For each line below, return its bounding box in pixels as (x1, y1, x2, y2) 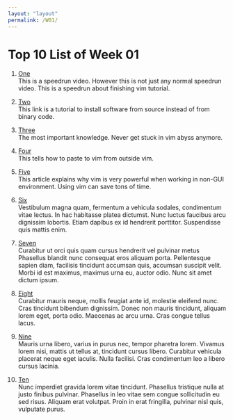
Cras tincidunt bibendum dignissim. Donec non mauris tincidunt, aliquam (17, 304, 227, 313)
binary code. (17, 113, 55, 121)
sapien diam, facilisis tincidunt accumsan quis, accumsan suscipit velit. (17, 261, 222, 270)
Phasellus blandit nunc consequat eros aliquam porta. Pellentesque (17, 254, 211, 262)
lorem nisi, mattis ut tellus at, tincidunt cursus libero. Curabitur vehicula (17, 347, 222, 355)
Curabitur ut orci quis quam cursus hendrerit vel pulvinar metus (17, 246, 200, 255)
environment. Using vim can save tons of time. (17, 182, 152, 191)
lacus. (17, 319, 35, 328)
